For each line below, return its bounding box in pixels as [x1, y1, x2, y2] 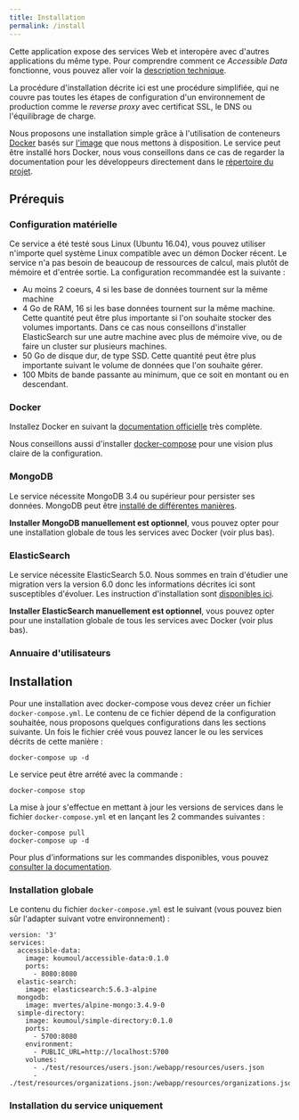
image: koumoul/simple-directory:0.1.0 [25, 1017, 174, 1025]
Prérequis [9, 191, 65, 206]
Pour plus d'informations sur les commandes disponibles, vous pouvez [9, 852, 269, 862]
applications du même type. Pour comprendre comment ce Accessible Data [9, 55, 287, 66]
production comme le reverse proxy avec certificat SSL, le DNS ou [9, 101, 252, 111]
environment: [25, 1040, 74, 1049]
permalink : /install [9, 21, 86, 30]
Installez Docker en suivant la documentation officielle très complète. [9, 421, 263, 432]
